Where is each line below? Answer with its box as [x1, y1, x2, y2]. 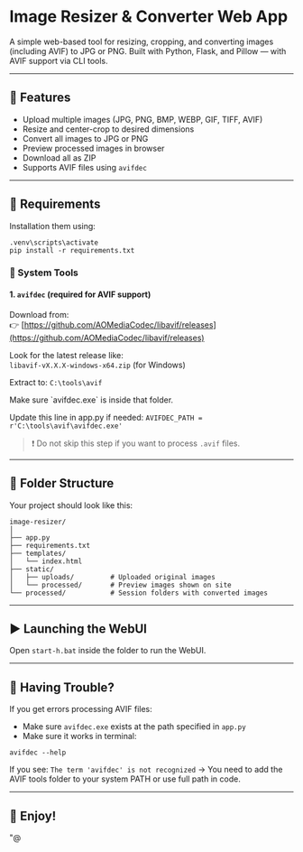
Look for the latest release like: [9, 349, 124, 360]
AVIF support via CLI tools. [9, 55, 108, 66]
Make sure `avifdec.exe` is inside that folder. [9, 394, 174, 405]
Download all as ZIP [22, 152, 96, 163]
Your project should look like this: [9, 499, 133, 511]
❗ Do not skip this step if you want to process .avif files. [31, 438, 241, 449]
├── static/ [9, 564, 54, 574]
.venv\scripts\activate [9, 237, 99, 247]
